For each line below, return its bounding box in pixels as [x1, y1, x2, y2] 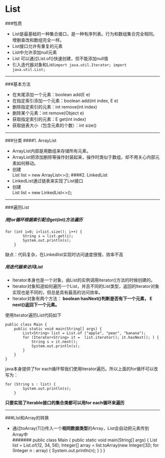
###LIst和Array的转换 [5, 415, 49, 421]
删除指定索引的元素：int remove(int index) [12, 104, 97, 109]
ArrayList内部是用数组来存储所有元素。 [12, 148, 91, 154]
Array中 [12, 431, 28, 437]
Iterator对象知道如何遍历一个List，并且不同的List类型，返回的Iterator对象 [12, 283, 160, 289]
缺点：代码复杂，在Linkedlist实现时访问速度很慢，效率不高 [5, 251, 124, 257]
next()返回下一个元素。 [12, 302, 60, 308]
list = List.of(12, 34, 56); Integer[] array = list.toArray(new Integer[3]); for [12, 442, 159, 448]
